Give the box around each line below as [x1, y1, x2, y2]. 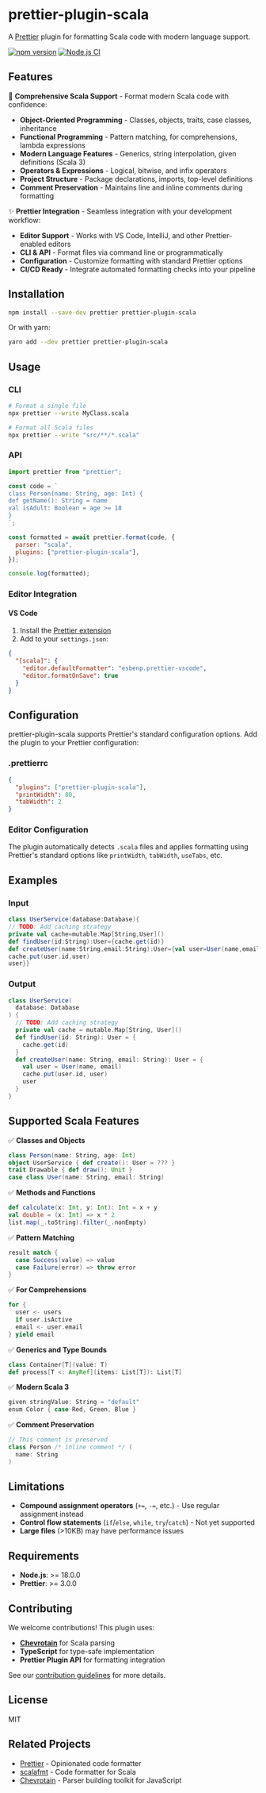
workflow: [8, 215, 41, 225]
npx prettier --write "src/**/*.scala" [8, 431, 140, 439]
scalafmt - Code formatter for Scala [19, 1767, 136, 1776]
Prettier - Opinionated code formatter [19, 1758, 142, 1768]
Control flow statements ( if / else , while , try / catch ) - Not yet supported [19, 1518, 255, 1527]
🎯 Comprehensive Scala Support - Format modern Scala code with [8, 91, 230, 101]
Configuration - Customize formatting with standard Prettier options [19, 256, 243, 265]
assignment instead [19, 1510, 85, 1519]
